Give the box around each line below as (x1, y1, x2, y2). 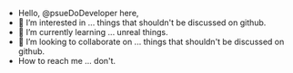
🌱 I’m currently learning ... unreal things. (17, 27, 168, 37)
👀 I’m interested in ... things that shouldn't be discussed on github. (17, 17, 267, 28)
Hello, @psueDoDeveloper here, (17, 8, 139, 18)
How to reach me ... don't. (17, 56, 116, 66)
